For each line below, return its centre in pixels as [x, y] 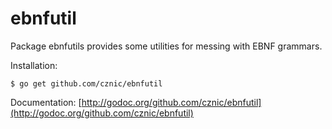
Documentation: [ [46, 102]
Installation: [34, 65]
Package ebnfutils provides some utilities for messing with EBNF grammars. [166, 46]
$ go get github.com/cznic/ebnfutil [86, 83]
